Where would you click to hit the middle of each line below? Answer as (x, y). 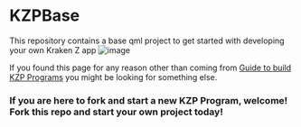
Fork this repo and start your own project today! (116, 112)
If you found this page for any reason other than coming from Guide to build (150, 68)
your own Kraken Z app (53, 50)
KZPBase (45, 16)
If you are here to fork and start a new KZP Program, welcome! (149, 100)
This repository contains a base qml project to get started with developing (147, 41)
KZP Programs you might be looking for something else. (113, 77)
